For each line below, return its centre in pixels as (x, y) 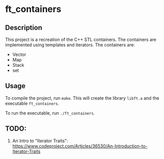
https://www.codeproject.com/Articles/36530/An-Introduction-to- (80, 146)
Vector (19, 54)
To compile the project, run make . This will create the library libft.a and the (82, 98)
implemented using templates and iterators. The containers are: (70, 45)
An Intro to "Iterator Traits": (40, 141)
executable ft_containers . (32, 103)
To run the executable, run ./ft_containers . (50, 113)
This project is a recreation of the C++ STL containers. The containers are (81, 39)
